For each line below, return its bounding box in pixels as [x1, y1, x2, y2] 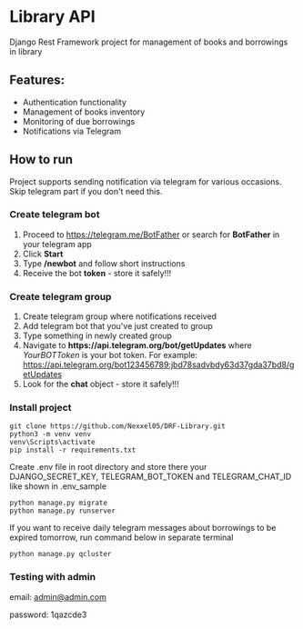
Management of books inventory [22, 106, 146, 117]
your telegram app [22, 238, 93, 249]
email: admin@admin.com [9, 591, 106, 602]
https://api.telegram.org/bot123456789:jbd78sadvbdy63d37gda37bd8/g [22, 359, 295, 370]
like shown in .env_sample [9, 481, 107, 492]
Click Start [22, 248, 64, 259]
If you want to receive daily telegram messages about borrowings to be [9, 523, 277, 534]
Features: [9, 73, 66, 88]
